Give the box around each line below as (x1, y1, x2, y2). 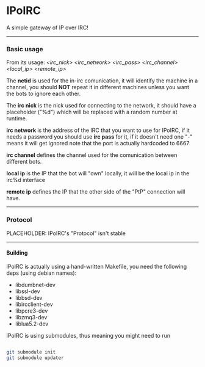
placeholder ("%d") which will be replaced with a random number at (6, 108, 178, 116)
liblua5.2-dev (15, 320, 49, 327)
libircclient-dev (15, 300, 53, 308)
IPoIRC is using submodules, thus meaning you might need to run (6, 332, 171, 339)
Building (6, 249, 28, 256)
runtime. (6, 115, 27, 122)
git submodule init (6, 349, 56, 355)
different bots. (6, 158, 42, 165)
